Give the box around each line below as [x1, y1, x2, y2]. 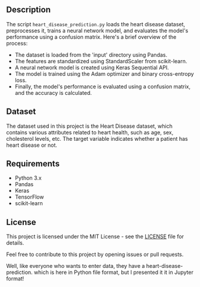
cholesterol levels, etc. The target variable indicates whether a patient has [6, 135, 188, 142]
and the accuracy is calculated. [14, 89, 93, 96]
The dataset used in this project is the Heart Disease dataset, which [6, 122, 173, 129]
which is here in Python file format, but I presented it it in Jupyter [33, 269, 194, 276]
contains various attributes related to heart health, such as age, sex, [6, 128, 174, 136]
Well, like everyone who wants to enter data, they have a [6, 263, 145, 270]
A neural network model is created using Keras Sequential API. [14, 64, 169, 71]
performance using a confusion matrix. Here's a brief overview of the [6, 33, 177, 41]
